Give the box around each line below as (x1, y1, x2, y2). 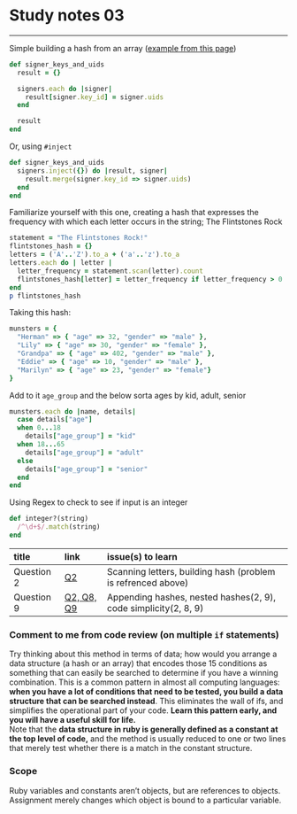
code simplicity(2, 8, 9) (107, 601, 204, 614)
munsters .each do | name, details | (9, 407, 137, 416)
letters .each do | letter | (9, 259, 113, 267)
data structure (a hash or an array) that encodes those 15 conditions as (9, 658, 268, 669)
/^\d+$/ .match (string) (17, 523, 101, 531)
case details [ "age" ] (17, 415, 93, 424)
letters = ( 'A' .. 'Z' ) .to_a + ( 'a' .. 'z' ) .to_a (9, 250, 179, 260)
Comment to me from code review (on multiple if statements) (9, 628, 280, 640)
